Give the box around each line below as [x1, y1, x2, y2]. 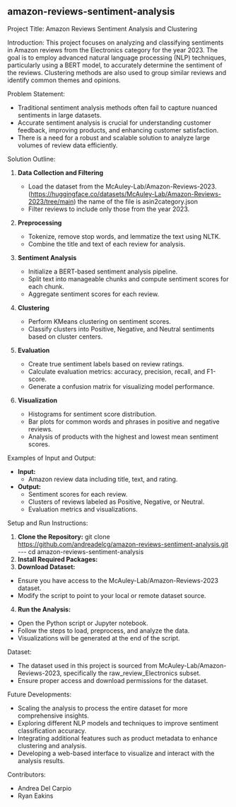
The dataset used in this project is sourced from [17, 661, 158, 670]
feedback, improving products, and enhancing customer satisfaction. [17, 125, 219, 134]
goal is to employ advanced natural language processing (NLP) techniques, [7, 53, 227, 62]
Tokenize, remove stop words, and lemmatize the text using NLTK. [28, 232, 221, 240]
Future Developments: [7, 690, 72, 699]
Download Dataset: [17, 563, 76, 571]
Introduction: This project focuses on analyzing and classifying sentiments [7, 38, 224, 47]
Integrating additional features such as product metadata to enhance [17, 733, 218, 743]
